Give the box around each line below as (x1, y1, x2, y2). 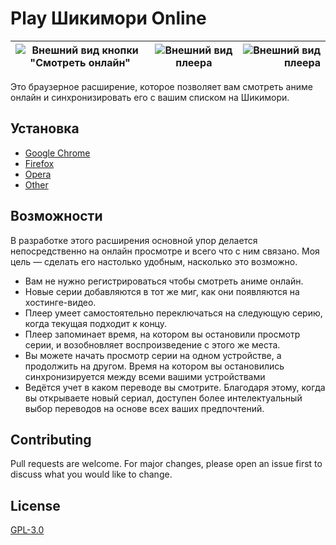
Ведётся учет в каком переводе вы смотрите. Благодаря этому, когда (24, 381, 326, 393)
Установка (10, 120, 80, 137)
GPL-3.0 (10, 524, 45, 536)
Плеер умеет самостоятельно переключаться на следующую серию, (24, 307, 323, 319)
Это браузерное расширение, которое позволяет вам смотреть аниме (10, 80, 313, 92)
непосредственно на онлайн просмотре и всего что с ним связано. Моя (10, 245, 320, 257)
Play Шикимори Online (10, 7, 207, 30)
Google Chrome (24, 147, 91, 159)
